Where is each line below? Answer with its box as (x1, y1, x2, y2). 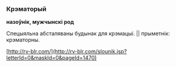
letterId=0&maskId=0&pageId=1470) (6, 54, 97, 62)
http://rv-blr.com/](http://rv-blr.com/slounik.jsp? (8, 48, 127, 55)
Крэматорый (6, 5, 47, 13)
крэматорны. (6, 36, 40, 44)
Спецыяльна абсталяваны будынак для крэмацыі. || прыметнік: (6, 30, 171, 37)
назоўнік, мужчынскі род (6, 19, 74, 26)
